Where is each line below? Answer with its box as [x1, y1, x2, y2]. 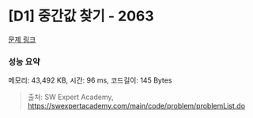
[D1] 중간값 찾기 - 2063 [8, 7, 154, 25]
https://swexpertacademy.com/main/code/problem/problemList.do [27, 101, 246, 111]
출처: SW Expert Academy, [27, 92, 114, 102]
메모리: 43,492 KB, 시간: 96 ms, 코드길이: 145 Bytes [8, 76, 172, 85]
